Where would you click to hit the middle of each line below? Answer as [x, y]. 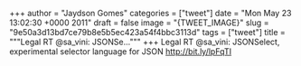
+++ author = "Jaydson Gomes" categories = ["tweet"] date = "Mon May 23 [150, 13]
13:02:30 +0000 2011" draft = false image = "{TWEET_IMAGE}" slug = [139, 23]
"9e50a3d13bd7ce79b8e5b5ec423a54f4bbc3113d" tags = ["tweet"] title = [148, 32]
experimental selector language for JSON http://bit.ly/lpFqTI [121, 52]
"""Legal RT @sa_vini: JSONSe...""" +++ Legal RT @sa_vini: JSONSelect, [145, 42]
